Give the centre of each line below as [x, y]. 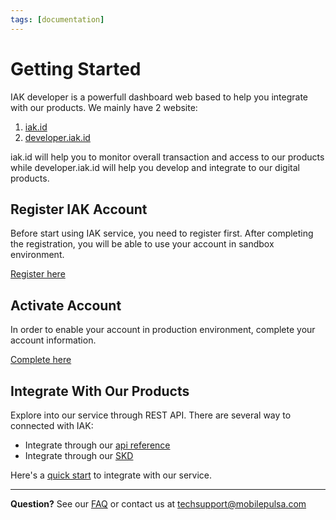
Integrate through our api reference [97, 445]
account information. [53, 340]
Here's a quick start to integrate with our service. [111, 475]
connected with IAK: [52, 425]
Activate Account [66, 305]
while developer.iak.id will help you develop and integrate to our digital [155, 167]
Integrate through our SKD [79, 455]
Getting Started [76, 68]
